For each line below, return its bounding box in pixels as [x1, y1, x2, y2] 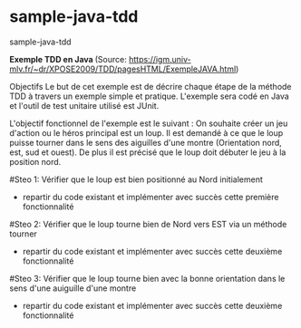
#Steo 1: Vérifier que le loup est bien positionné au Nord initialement [9, 174, 263, 185]
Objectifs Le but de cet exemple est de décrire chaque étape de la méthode [9, 81, 292, 92]
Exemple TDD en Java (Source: [9, 53, 127, 64]
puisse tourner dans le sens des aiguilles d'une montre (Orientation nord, [9, 137, 283, 148]
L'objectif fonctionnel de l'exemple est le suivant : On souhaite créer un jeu [9, 118, 288, 129]
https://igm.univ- [128, 53, 192, 64]
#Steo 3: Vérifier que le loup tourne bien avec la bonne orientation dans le [9, 273, 286, 284]
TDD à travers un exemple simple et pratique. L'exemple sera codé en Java [9, 91, 290, 101]
